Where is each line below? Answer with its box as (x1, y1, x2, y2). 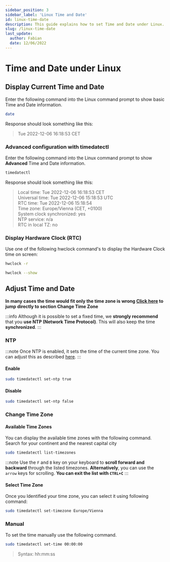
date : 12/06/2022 (10, 41, 47, 46)
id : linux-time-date (5, 17, 49, 22)
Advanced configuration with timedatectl (5, 143, 109, 150)
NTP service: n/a (17, 216, 53, 222)
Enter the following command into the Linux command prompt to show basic (5, 96, 165, 102)
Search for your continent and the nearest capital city (5, 440, 117, 446)
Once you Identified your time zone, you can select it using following (5, 493, 149, 499)
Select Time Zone (5, 482, 43, 488)
